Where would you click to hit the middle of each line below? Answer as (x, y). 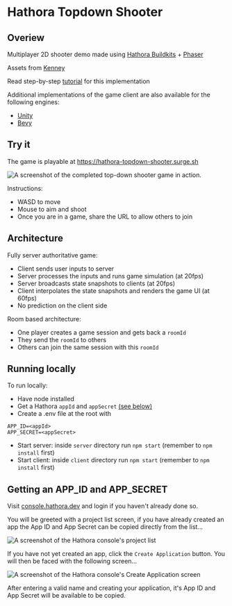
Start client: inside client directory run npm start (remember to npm (113, 460)
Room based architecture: (44, 319)
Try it (19, 145)
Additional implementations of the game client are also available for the (109, 95)
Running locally (42, 369)
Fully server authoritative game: (53, 255)
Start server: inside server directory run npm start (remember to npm (115, 446)
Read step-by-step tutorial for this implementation (79, 81)
